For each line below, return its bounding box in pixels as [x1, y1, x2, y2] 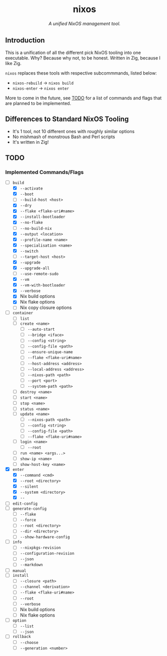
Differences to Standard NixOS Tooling [5, 115, 129, 124]
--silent [20, 484, 39, 490]
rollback [12, 634, 31, 639]
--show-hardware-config [20, 534, 70, 540]
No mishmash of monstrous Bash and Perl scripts [12, 134, 115, 140]
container [12, 311, 34, 316]
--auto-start [27, 327, 55, 332]
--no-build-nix [20, 226, 52, 231]
